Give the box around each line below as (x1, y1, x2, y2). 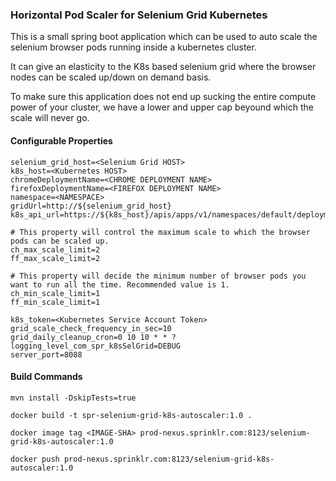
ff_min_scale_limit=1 (10, 297, 101, 307)
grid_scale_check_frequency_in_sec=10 (10, 323, 172, 333)
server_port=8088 (10, 349, 83, 360)
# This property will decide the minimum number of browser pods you (10, 271, 307, 281)
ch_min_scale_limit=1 (10, 288, 101, 298)
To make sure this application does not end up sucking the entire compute (10, 91, 317, 103)
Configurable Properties (10, 134, 113, 147)
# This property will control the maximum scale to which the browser (10, 227, 311, 237)
